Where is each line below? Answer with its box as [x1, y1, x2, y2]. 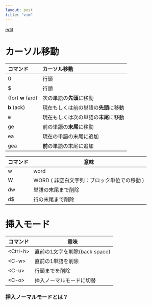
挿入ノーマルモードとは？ [5, 294, 68, 301]
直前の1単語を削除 [34, 258, 79, 265]
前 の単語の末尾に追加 [42, 143, 94, 150]
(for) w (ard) [8, 94, 38, 101]
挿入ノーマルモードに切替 [34, 277, 96, 284]
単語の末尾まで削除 [33, 186, 80, 193]
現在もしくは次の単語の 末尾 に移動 [42, 114, 124, 121]
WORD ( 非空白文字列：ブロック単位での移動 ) [33, 177, 144, 184]
